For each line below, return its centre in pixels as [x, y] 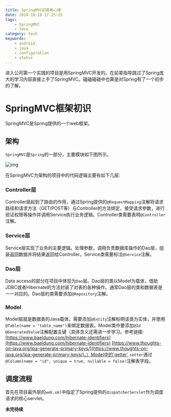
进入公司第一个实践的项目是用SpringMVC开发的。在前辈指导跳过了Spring [82, 73]
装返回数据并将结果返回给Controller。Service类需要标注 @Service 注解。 [80, 254]
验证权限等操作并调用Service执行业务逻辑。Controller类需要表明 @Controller [86, 215]
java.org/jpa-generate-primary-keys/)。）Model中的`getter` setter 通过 [79, 355]
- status [24, 58]
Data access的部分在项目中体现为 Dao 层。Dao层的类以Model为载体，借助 [82, 281]
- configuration [32, 53]
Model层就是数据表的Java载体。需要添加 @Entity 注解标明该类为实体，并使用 [85, 319]
